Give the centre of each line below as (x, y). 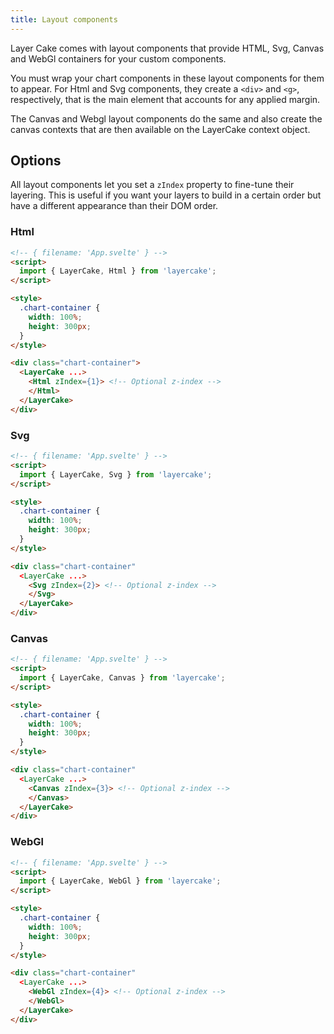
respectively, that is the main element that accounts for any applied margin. (165, 99)
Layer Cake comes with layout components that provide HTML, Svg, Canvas (167, 48)
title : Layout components (64, 19)
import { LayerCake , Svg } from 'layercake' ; (116, 474)
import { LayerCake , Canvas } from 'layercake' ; (122, 678)
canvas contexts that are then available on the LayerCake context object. (160, 129)
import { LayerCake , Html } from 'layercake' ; (118, 271)
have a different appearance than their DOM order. (114, 206)
